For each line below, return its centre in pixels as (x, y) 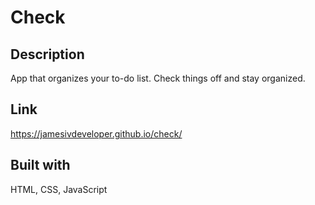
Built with (40, 165)
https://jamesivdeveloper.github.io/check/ (96, 133)
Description (47, 54)
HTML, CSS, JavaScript (59, 189)
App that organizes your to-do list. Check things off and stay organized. (158, 78)
